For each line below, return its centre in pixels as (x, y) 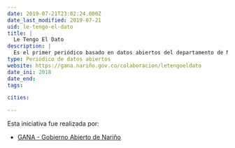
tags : (15, 85)
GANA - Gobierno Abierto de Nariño (69, 138)
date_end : (22, 79)
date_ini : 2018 (29, 72)
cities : (19, 98)
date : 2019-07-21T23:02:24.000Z (54, 14)
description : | (29, 46)
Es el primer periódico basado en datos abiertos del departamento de (119, 53)
